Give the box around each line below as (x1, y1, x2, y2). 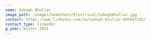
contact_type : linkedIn (5, 21, 56, 27)
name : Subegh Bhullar (5, 7, 51, 13)
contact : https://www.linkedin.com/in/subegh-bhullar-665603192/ (5, 17, 146, 22)
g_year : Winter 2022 (5, 26, 49, 31)
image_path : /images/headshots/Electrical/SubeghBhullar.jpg (5, 12, 137, 17)
